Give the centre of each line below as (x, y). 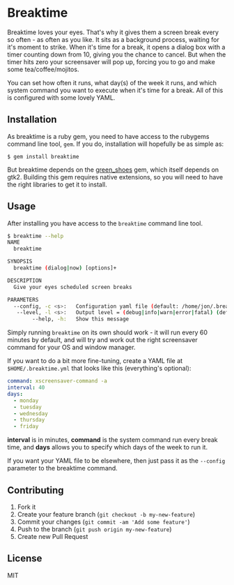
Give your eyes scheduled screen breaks (73, 287)
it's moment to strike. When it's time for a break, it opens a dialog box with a (116, 47)
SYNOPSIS (20, 262)
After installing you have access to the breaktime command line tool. (105, 223)
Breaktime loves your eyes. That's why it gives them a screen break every (113, 32)
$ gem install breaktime (43, 156)
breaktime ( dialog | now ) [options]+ (65, 268)
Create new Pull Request (53, 536)
